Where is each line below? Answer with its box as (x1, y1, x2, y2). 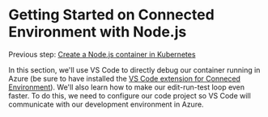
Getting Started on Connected (8, 6, 215, 24)
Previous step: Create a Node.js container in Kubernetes (8, 49, 196, 59)
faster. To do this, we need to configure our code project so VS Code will (8, 90, 251, 100)
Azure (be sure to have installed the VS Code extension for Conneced (8, 73, 241, 83)
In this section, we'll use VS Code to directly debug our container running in (8, 65, 261, 74)
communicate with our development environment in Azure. (8, 99, 204, 109)
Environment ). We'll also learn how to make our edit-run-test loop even (8, 82, 245, 92)
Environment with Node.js (8, 23, 187, 41)
